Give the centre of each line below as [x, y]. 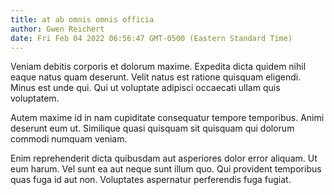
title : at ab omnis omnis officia [82, 19]
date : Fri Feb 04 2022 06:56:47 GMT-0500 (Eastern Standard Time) [151, 38]
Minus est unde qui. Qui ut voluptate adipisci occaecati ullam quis [145, 88]
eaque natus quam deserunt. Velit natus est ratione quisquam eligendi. [156, 77]
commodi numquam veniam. [69, 139]
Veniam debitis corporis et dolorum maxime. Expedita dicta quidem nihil [158, 67]
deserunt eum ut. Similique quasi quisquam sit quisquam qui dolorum [152, 128]
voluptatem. [35, 98]
